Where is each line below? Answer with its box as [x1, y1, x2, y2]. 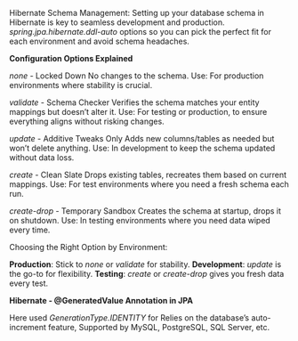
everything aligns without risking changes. [9, 116, 165, 126]
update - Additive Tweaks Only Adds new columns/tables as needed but [9, 134, 275, 143]
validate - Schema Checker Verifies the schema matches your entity [9, 97, 260, 108]
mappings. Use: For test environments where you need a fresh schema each [9, 179, 289, 190]
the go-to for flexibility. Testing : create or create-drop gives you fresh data [9, 269, 285, 279]
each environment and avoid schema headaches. [9, 36, 189, 46]
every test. [9, 278, 49, 288]
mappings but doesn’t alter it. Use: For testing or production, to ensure [9, 107, 268, 117]
